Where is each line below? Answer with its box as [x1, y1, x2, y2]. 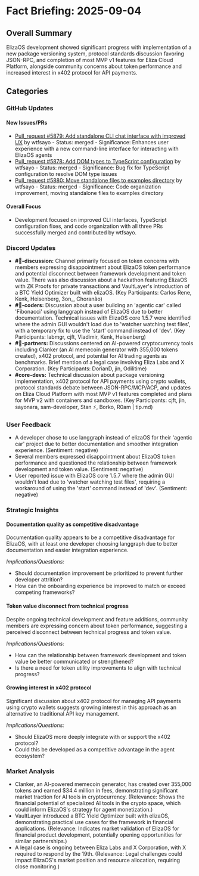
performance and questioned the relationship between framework [14, 459, 177, 466]
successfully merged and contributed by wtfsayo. [14, 228, 137, 236]
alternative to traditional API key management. [6, 710, 120, 717]
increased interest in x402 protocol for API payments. [6, 69, 138, 76]
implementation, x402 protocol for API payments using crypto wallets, [14, 377, 187, 385]
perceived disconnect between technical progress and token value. [6, 628, 172, 636]
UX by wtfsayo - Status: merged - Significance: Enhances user [14, 138, 169, 146]
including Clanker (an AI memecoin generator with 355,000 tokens [14, 346, 178, 353]
